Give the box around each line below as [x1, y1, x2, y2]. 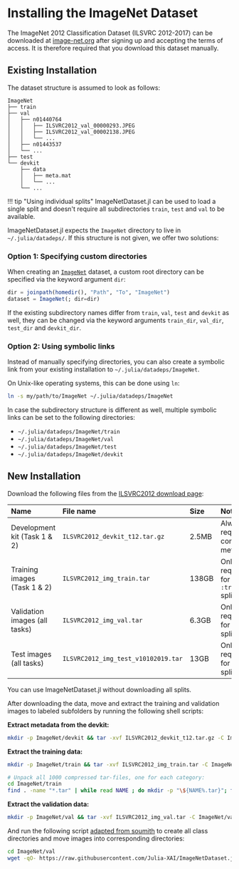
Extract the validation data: [7, 800, 90, 808]
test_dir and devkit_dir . [7, 323, 82, 332]
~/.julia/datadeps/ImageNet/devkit [17, 451, 124, 458]
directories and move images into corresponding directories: [7, 834, 185, 843]
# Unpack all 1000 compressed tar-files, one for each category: [7, 773, 205, 781]
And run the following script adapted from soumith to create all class [7, 827, 208, 835]
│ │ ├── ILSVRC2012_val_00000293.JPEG [7, 122, 135, 129]
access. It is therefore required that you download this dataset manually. [7, 43, 219, 52]
